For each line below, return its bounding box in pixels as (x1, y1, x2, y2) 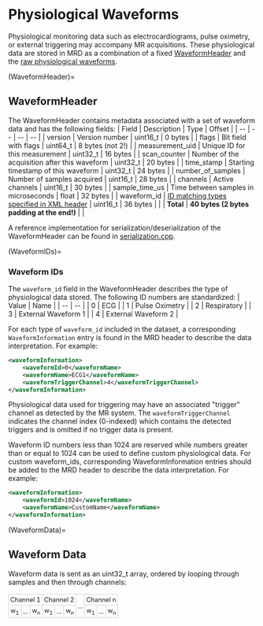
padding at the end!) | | (8, 207, 85, 217)
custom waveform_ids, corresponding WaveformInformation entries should (8, 457, 252, 466)
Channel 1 (10, 595, 41, 604)
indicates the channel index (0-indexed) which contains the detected (8, 417, 232, 426)
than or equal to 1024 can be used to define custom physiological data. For (8, 449, 251, 458)
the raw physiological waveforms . (8, 57, 118, 66)
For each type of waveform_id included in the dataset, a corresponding (8, 324, 236, 334)
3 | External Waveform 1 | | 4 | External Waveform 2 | (8, 309, 179, 319)
